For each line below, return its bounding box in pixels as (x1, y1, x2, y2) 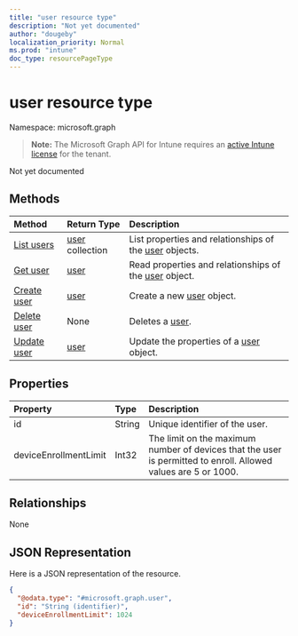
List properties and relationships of (129, 233, 275, 245)
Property (13, 402, 52, 415)
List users (13, 238, 55, 250)
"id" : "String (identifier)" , (17, 601, 129, 611)
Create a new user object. (129, 290, 237, 302)
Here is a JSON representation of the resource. (9, 568, 182, 579)
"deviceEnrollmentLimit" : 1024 (17, 610, 133, 619)
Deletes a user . (129, 314, 192, 327)
